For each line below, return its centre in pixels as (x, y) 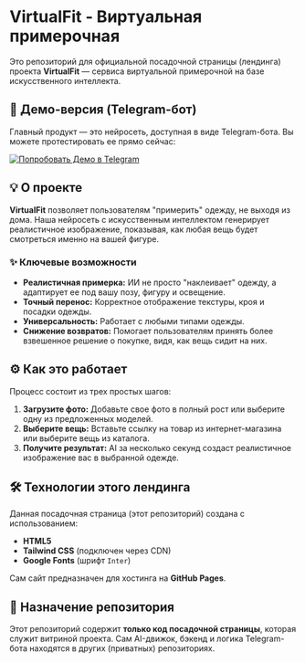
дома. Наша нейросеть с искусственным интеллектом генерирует (140, 219)
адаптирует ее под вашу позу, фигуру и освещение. (124, 292)
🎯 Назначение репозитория (92, 607)
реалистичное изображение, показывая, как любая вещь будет (134, 229)
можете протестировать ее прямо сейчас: (93, 141)
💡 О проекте (46, 188)
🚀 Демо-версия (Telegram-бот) (103, 110)
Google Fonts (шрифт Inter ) (77, 561)
